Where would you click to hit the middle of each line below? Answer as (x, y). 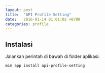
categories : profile (27, 24)
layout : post (19, 10)
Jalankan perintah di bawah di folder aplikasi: (52, 56)
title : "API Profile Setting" (38, 15)
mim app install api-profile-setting (45, 66)
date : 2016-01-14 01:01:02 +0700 (43, 19)
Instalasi (19, 44)
